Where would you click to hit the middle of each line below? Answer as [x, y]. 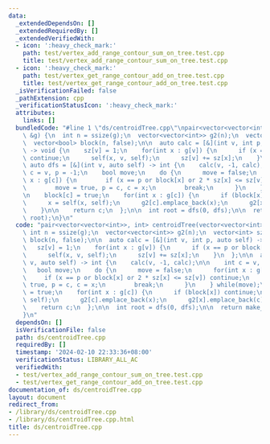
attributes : [36, 113]
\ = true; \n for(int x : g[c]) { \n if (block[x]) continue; [140, 293]
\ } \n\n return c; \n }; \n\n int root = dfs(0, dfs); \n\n [135, 210]
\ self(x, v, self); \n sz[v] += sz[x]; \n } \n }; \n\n [138, 255]
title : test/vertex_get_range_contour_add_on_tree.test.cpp [125, 83]
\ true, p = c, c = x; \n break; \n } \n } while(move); [142, 285]
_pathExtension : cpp [50, 98]
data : [17, 16]
